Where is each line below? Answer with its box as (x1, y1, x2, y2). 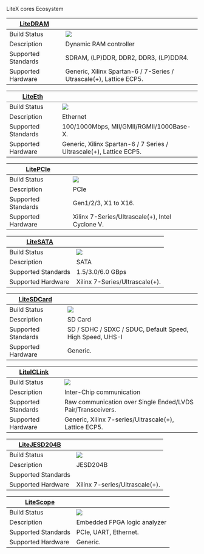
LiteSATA (26, 237, 53, 246)
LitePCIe (25, 165, 51, 173)
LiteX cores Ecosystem (6, 5, 64, 12)
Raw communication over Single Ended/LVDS (64, 398, 194, 406)
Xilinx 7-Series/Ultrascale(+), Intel (72, 212, 171, 221)
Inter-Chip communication (64, 388, 141, 396)
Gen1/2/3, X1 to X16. (72, 199, 135, 207)
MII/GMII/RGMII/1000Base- (111, 122, 191, 130)
